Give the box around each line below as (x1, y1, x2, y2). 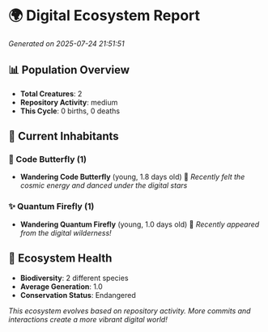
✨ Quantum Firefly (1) (8, 201, 95, 212)
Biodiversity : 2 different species (19, 273, 129, 283)
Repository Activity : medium (19, 97, 118, 107)
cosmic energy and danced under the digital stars (19, 181, 188, 190)
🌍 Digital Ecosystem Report (8, 6, 201, 25)
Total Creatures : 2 (19, 88, 83, 98)
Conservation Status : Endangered (19, 290, 136, 300)
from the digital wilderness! (19, 228, 112, 237)
